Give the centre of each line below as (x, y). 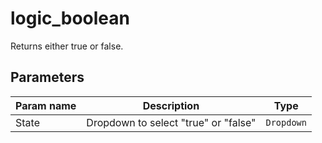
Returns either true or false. (67, 46)
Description (171, 105)
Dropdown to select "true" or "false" (171, 122)
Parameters (47, 77)
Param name (46, 105)
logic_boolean (70, 18)
